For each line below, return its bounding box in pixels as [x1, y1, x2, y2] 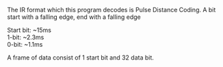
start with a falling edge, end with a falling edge [7, 13, 142, 21]
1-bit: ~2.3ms [7, 33, 44, 41]
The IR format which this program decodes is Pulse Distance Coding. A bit [7, 6, 216, 14]
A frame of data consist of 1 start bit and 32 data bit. [7, 53, 154, 62]
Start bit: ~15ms [7, 26, 51, 34]
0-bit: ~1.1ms [7, 41, 43, 48]
